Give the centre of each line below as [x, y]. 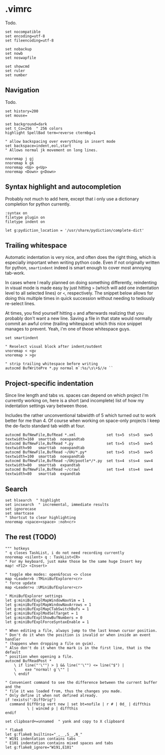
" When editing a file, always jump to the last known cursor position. [81, 630]
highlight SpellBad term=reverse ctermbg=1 [50, 133]
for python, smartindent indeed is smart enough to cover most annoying [78, 268]
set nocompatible [23, 32]
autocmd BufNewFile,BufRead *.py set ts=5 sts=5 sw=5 [79, 444]
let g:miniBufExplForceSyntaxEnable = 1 [47, 622]
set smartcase [20, 513]
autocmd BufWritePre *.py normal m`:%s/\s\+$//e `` [59, 368]
